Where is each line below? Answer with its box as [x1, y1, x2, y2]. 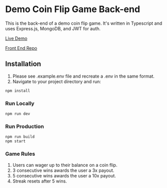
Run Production [5, 122, 44, 130]
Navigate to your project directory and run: [12, 78, 102, 84]
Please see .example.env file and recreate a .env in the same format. [12, 73, 155, 79]
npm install [5, 88, 30, 93]
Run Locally [5, 100, 35, 107]
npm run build [5, 135, 35, 140]
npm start [5, 139, 26, 144]
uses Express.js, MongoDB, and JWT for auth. [5, 25, 101, 31]
